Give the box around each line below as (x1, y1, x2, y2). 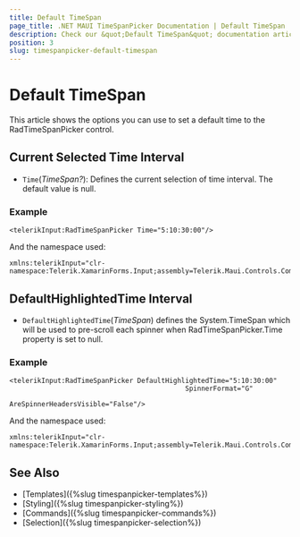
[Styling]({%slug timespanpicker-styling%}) (21, 499, 184, 509)
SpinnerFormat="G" (185, 384, 254, 394)
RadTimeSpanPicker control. (9, 124, 114, 135)
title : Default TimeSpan (9, 13, 102, 22)
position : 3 (9, 38, 54, 47)
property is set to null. (21, 333, 104, 345)
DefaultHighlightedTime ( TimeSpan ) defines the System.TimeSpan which (21, 314, 291, 325)
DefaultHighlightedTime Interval (9, 291, 193, 306)
